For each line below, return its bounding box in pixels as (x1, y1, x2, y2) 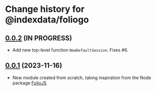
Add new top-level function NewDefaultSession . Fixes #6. (12, 47, 128, 53)
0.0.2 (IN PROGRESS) (5, 34, 72, 42)
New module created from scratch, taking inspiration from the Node (12, 75, 152, 81)
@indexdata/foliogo (5, 14, 89, 25)
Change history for (5, 3, 85, 15)
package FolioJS (12, 80, 47, 86)
